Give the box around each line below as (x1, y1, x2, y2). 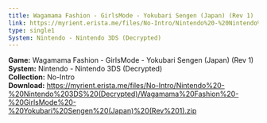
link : (8, 19, 26, 27)
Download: (8, 81, 45, 90)
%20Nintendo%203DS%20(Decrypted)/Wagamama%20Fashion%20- (8, 89, 239, 99)
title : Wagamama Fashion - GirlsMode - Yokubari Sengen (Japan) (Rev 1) (8, 11, 254, 20)
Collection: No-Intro (8, 72, 75, 82)
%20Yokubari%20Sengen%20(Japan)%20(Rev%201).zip (8, 106, 197, 116)
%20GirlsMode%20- (8, 98, 77, 107)
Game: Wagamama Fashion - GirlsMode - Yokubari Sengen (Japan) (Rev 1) (8, 56, 254, 65)
